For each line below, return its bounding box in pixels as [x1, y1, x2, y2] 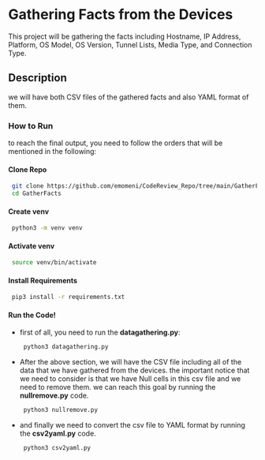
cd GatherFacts [11, 189, 62, 198]
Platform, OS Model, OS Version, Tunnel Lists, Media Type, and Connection [8, 39, 252, 49]
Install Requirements [8, 275, 77, 285]
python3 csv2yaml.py [23, 444, 91, 452]
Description [8, 71, 67, 84]
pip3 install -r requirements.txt [11, 294, 125, 301]
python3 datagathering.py [23, 343, 109, 351]
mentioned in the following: [8, 147, 97, 156]
